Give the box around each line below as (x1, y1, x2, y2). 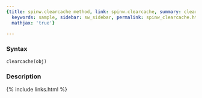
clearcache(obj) (6, 58, 47, 65)
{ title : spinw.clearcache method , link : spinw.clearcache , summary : (6, 8, 182, 15)
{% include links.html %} (6, 85, 67, 93)
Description (6, 72, 41, 81)
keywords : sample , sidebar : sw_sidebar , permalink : (11, 14, 144, 20)
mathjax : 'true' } (11, 20, 55, 26)
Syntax (6, 45, 28, 53)
